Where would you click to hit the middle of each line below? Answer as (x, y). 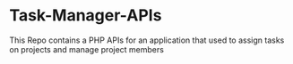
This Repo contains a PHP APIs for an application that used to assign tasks (147, 40)
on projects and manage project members (86, 49)
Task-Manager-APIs (86, 16)
